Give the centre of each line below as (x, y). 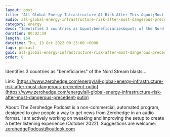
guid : (11, 52)
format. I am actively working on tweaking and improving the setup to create (85, 118)
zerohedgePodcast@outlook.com (40, 129)
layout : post (19, 10)
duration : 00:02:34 (26, 33)
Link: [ (12, 81)
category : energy (24, 24)
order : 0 (14, 57)
